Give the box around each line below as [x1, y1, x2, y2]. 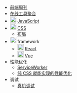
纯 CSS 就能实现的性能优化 [17, 70, 72, 76]
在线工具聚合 [9, 10, 36, 16]
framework [17, 39, 39, 44]
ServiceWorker [17, 64, 48, 70]
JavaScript [17, 18, 39, 24]
